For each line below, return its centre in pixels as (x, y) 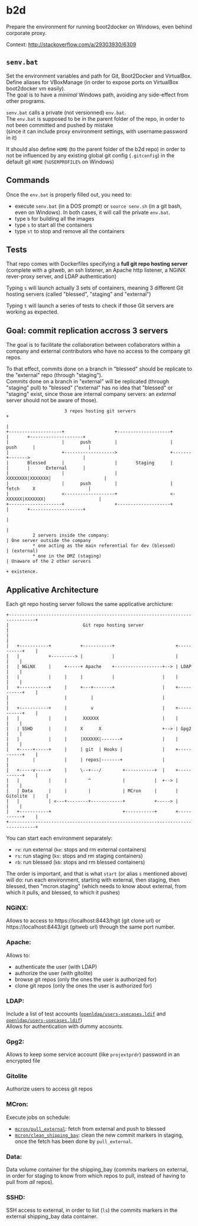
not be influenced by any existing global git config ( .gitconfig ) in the (90, 155)
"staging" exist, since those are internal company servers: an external (91, 394)
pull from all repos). (30, 1182)
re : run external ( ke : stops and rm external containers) (80, 849)
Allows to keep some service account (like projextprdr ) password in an (93, 1054)
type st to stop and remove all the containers (70, 231)
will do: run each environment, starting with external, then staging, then (93, 880)
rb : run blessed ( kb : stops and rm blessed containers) (80, 862)
